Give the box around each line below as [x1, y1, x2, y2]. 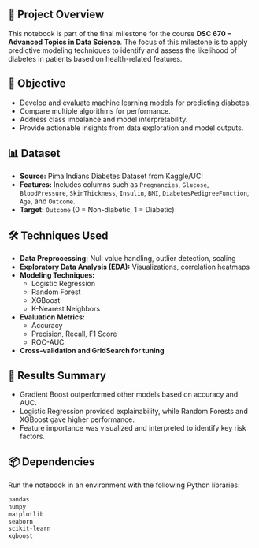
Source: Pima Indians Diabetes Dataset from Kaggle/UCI [19, 171, 203, 181]
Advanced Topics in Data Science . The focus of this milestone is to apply [8, 37, 248, 47]
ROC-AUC [31, 337, 65, 347]
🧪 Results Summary [8, 368, 106, 382]
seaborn [8, 517, 34, 525]
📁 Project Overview [8, 8, 105, 21]
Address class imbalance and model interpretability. [19, 114, 188, 124]
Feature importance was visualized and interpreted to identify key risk [19, 423, 246, 433]
